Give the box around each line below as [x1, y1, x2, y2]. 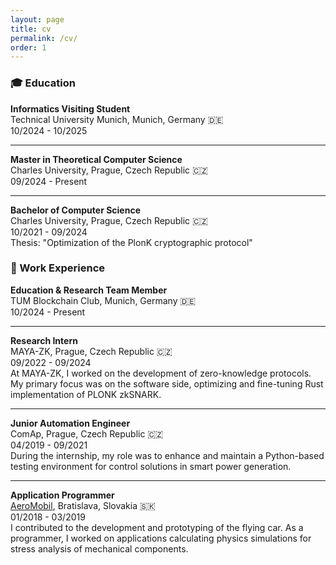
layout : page [10, 14, 65, 25]
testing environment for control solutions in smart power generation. [10, 460, 292, 472]
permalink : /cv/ [10, 33, 78, 43]
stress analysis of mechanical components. [10, 542, 189, 555]
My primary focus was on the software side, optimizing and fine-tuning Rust [10, 377, 324, 390]
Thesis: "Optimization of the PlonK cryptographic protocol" [10, 236, 253, 248]
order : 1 [10, 42, 47, 53]
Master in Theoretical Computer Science [10, 153, 183, 165]
